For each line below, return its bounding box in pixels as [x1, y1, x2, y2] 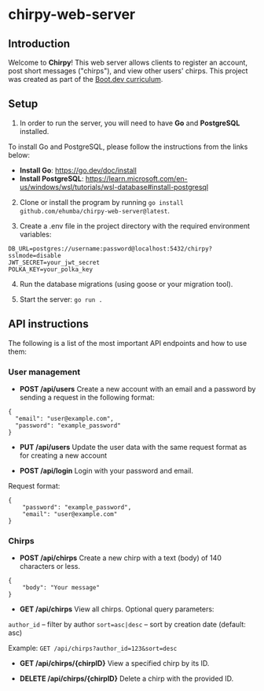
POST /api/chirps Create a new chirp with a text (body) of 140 [19, 553, 222, 563]
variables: [19, 229, 52, 239]
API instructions [8, 318, 89, 331]
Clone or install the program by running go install [19, 197, 184, 206]
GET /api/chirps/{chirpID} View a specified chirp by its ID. [19, 659, 210, 668]
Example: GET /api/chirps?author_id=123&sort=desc [8, 644, 178, 653]
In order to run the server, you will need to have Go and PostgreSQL [19, 118, 240, 128]
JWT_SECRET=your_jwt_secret [8, 258, 101, 266]
